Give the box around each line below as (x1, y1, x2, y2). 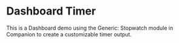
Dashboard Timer (6, 4, 96, 18)
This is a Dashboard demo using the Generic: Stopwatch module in (6, 24, 174, 31)
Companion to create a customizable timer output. (6, 30, 132, 38)
